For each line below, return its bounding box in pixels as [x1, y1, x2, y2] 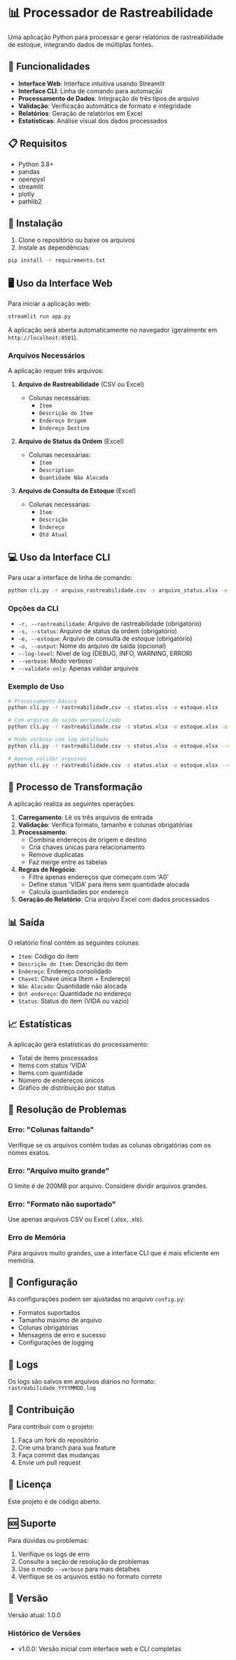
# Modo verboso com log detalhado [8, 736, 109, 743]
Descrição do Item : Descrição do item [18, 959, 128, 968]
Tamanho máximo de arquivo [18, 1316, 102, 1325]
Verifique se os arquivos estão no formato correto [18, 1572, 162, 1581]
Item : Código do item [18, 952, 79, 961]
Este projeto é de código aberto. [8, 1497, 101, 1506]
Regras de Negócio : [18, 865, 77, 874]
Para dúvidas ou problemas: [8, 1536, 90, 1544]
